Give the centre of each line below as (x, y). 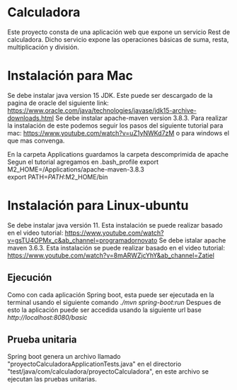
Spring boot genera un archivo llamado (64, 357)
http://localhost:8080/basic (47, 317)
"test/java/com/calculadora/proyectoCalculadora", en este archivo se (108, 372)
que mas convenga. (36, 140)
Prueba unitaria (42, 340)
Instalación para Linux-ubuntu (98, 206)
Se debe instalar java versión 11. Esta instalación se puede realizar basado (115, 225)
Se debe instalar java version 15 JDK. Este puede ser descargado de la (110, 95)
